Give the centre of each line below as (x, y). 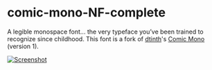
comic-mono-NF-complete (87, 13)
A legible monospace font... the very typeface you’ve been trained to (106, 32)
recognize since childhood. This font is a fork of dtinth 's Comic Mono (106, 38)
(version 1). (23, 46)
